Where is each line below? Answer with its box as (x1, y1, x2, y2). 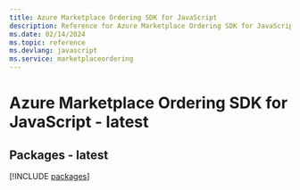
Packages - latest (9, 147, 109, 162)
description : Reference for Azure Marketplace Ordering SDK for (9, 21, 254, 30)
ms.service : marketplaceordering (9, 54, 134, 63)
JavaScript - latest (9, 112, 149, 132)
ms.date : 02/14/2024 (9, 29, 87, 38)
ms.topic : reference (9, 37, 87, 47)
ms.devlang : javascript (9, 46, 98, 55)
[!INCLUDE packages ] (9, 171, 90, 181)
